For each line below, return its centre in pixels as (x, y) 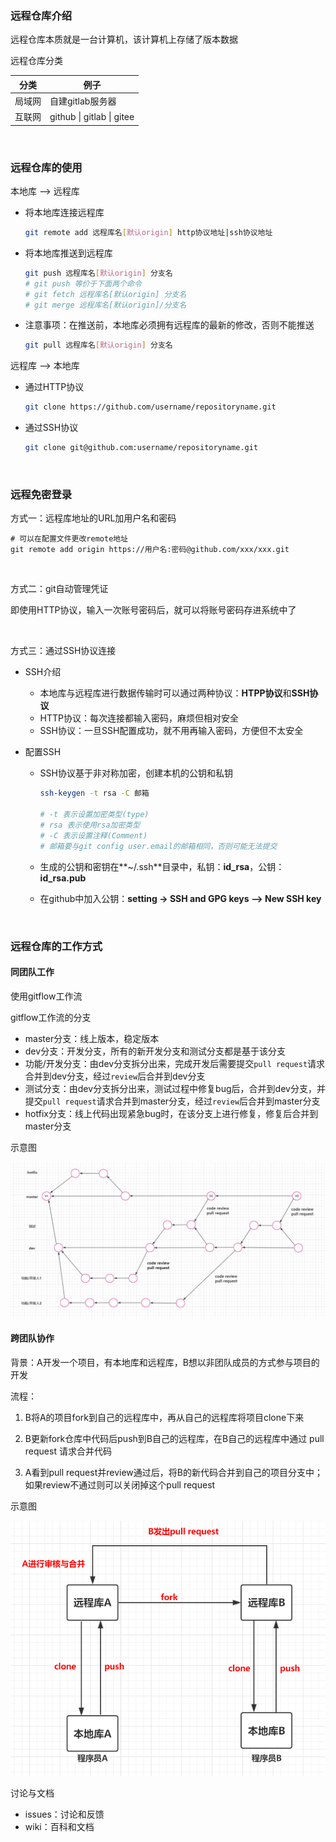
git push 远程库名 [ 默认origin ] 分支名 (98, 273)
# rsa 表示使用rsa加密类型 (90, 825)
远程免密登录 (41, 495)
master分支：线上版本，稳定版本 (92, 1038)
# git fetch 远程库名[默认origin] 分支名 (105, 294)
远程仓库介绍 (41, 15)
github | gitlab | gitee (92, 116)
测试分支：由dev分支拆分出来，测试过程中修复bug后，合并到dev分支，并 (175, 1088)
